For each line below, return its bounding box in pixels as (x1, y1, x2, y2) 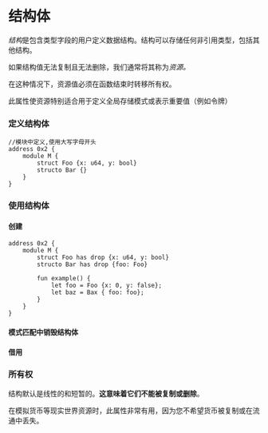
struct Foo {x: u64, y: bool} (37, 159, 137, 168)
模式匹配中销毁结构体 (8, 327, 78, 336)
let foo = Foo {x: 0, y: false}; (50, 281, 162, 290)
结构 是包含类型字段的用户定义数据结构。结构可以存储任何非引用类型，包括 (8, 35, 253, 45)
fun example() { (37, 275, 91, 283)
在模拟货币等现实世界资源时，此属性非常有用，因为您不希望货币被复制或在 (8, 405, 253, 415)
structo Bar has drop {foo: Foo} (37, 260, 148, 268)
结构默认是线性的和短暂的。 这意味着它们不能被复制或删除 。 (8, 388, 204, 398)
